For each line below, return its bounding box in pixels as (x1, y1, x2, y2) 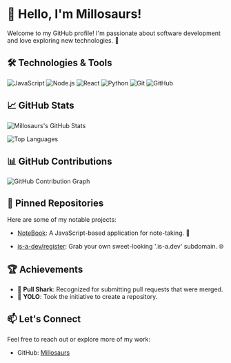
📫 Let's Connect (7, 313, 81, 325)
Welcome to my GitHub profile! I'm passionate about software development (7, 29, 221, 37)
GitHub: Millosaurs (17, 348, 70, 357)
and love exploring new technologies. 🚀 (7, 36, 119, 44)
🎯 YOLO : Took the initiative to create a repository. (17, 293, 158, 300)
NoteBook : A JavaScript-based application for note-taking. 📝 (17, 229, 190, 237)
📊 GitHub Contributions (7, 155, 112, 167)
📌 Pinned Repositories (7, 197, 104, 209)
